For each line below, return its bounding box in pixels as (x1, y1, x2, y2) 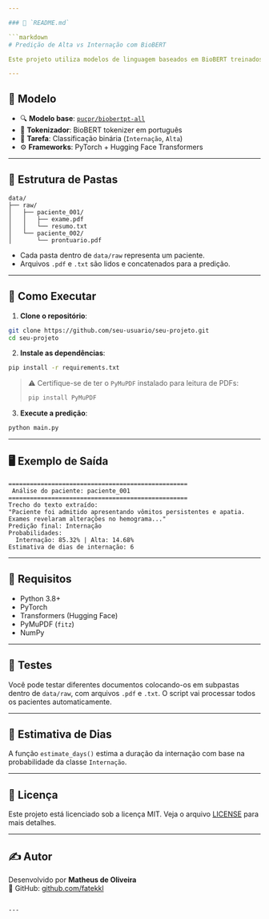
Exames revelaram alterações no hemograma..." (8, 515, 167, 523)
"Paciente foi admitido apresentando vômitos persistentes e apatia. (8, 508, 246, 516)
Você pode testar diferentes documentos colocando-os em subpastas (8, 679, 240, 690)
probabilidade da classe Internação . (8, 757, 127, 767)
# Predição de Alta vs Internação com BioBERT (8, 41, 167, 49)
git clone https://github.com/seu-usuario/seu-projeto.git (8, 326, 210, 334)
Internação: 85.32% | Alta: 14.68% (15, 536, 134, 544)
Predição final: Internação (8, 522, 102, 530)
